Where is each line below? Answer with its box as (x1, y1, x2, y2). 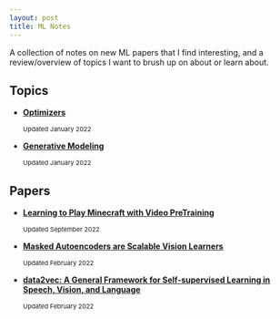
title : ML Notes (9, 22, 71, 31)
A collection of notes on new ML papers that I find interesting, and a (9, 46, 264, 57)
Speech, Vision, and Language (22, 284, 141, 295)
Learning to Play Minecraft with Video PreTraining (22, 207, 215, 219)
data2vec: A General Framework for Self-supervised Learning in (22, 274, 271, 285)
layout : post (9, 13, 59, 23)
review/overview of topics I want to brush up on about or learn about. (9, 57, 270, 67)
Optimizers (22, 107, 66, 118)
